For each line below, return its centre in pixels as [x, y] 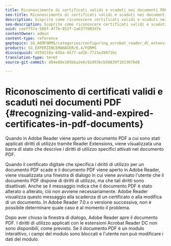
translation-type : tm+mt [32, 57]
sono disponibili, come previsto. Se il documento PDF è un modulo [75, 228]
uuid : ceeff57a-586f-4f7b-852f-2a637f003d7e [53, 29]
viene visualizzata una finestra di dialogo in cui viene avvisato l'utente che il [85, 175]
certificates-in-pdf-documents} [75, 124]
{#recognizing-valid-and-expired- [79, 113]
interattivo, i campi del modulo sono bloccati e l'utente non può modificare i [84, 234]
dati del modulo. [22, 239]
